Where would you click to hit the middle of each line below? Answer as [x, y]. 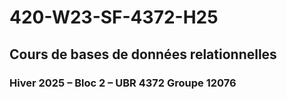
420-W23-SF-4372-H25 [114, 17]
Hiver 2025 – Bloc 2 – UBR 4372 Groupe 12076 [123, 83]
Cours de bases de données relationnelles [143, 54]
